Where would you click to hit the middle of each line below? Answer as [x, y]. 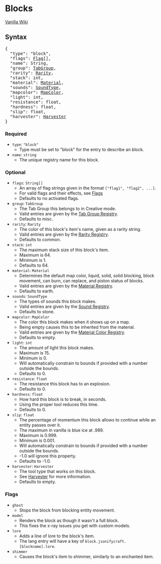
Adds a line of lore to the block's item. [57, 536]
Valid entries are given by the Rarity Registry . [64, 234]
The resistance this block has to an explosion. [65, 384]
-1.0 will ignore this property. [48, 456]
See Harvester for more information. [55, 477]
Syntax [16, 37]
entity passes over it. [40, 425]
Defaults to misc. [36, 219]
